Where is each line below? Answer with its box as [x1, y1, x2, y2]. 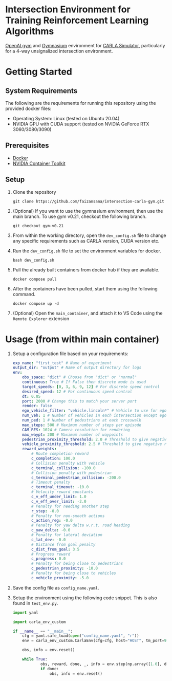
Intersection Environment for [5, 4, 131, 15]
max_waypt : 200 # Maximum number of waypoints [22, 432, 123, 437]
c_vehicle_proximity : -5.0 [31, 575, 89, 580]
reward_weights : [22, 446, 57, 452]
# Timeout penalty [31, 480, 71, 485]
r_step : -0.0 [31, 508, 59, 513]
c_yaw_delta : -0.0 [31, 528, 71, 533]
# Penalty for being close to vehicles [31, 570, 116, 576]
